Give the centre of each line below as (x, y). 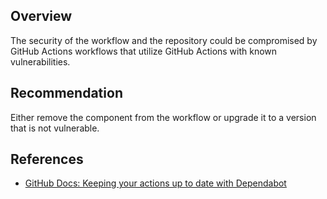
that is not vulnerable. (55, 128)
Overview (41, 16)
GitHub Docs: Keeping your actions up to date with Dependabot (155, 183)
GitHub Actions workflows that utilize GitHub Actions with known (144, 51)
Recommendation (66, 93)
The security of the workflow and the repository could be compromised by (164, 40)
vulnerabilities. (40, 61)
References (47, 159)
